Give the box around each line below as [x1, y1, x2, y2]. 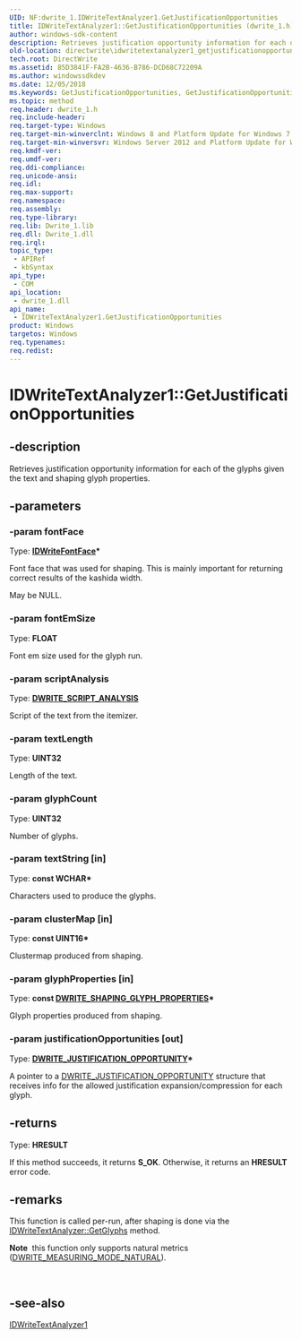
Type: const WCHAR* [9, 872, 92, 883]
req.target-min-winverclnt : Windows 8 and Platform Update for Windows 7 [9, 130, 291, 139]
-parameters [9, 499, 82, 514]
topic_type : [9, 246, 54, 255]
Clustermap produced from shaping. [9, 950, 143, 961]
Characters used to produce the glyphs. [9, 890, 157, 901]
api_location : [9, 288, 63, 296]
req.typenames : [9, 338, 66, 347]
